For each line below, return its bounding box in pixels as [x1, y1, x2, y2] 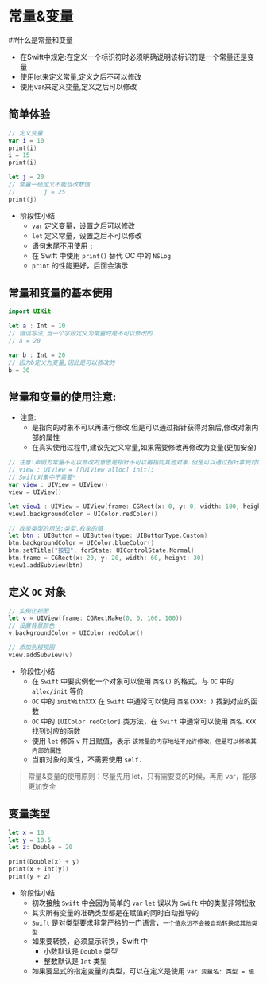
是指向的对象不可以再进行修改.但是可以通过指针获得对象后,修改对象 [31, 423, 252, 433]
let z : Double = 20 [8, 844, 73, 852]
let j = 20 [8, 173, 44, 182]
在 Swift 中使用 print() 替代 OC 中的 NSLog [31, 250, 172, 260]
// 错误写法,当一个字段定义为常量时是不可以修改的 [8, 330, 153, 338]
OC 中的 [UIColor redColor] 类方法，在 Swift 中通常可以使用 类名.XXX [31, 716, 257, 726]
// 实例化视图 [8, 607, 49, 615]
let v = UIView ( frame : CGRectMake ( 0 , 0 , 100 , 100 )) [8, 614, 184, 622]
